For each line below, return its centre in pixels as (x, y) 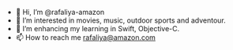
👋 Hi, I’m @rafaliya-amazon (60, 12)
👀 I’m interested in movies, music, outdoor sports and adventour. (121, 20)
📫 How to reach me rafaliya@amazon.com (86, 37)
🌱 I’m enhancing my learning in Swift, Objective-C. (98, 29)
